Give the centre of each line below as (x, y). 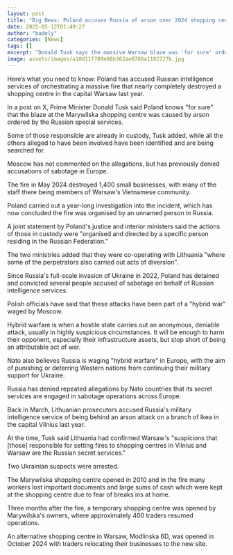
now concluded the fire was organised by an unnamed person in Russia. (110, 212)
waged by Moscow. (35, 311)
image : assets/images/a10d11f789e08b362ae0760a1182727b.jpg (96, 59)
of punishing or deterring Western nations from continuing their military (109, 368)
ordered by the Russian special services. (65, 122)
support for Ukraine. (36, 375)
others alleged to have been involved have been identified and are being (110, 143)
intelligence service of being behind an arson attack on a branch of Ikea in (113, 417)
